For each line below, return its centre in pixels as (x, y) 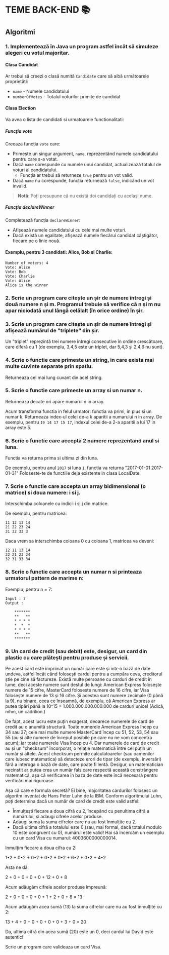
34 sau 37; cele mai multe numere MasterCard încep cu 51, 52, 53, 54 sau (82, 732)
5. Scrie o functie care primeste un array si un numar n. (74, 391)
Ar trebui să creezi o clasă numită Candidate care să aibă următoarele (77, 76)
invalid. (20, 186)
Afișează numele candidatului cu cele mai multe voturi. (69, 230)
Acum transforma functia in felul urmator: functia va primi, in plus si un (78, 411)
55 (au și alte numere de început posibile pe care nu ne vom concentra (79, 738)
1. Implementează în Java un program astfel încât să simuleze (82, 46)
